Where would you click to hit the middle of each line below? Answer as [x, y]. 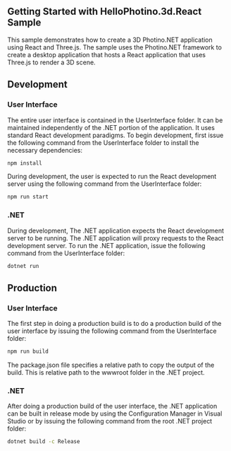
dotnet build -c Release [44, 442]
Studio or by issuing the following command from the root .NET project [110, 421]
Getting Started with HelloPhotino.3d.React [105, 12]
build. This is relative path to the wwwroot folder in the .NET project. [106, 372]
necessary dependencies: [45, 150]
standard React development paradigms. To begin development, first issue [115, 135]
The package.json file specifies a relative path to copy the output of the [111, 365]
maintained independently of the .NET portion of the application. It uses [111, 127]
